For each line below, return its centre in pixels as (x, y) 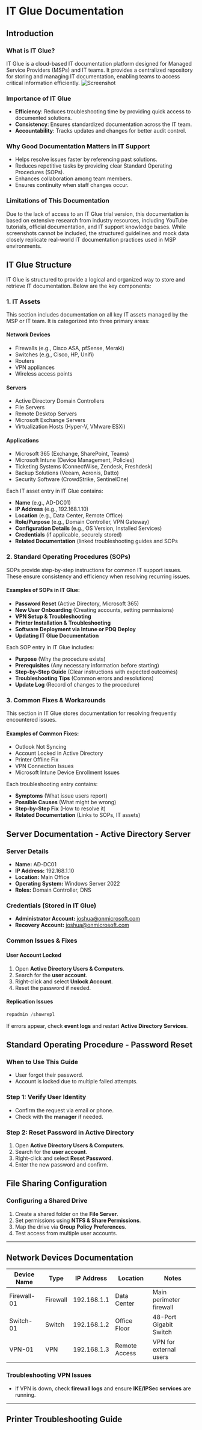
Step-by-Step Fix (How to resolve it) (60, 808)
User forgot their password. (49, 1075)
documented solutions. (43, 118)
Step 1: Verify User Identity (46, 1097)
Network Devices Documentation (70, 1258)
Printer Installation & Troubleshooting (63, 623)
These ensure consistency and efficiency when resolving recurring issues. (99, 576)
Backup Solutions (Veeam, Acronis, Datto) (67, 473)
